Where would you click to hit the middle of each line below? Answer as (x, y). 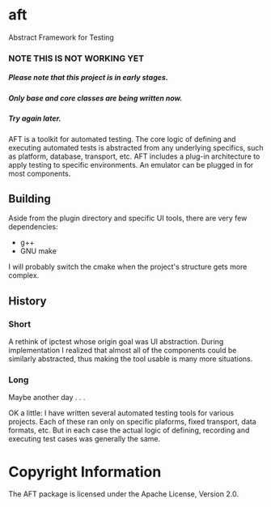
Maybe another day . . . (47, 398)
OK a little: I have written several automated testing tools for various (121, 413)
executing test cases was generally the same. (85, 439)
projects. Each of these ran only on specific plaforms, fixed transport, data (132, 422)
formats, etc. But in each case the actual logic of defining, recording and (129, 430)
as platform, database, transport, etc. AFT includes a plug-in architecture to (134, 156)
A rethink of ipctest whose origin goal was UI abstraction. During (116, 342)
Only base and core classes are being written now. (95, 98)
